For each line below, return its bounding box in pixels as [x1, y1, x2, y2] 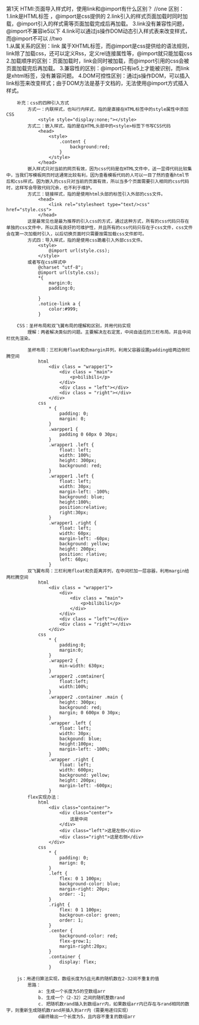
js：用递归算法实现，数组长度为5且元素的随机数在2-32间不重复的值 [17, 976, 159, 982]
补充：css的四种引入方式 [17, 100, 70, 106]
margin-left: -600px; [59, 783, 113, 789]
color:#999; [48, 306, 78, 312]
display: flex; [59, 959, 97, 965]
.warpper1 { [48, 426, 78, 432]
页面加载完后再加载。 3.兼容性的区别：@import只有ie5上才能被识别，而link [6, 65, 190, 71]
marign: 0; [59, 860, 86, 866]
